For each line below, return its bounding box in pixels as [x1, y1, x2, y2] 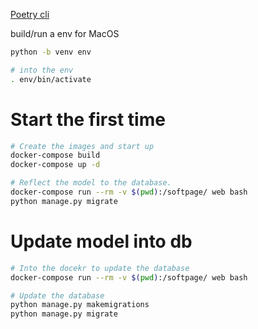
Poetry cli [10, 9, 50, 20]
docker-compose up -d [10, 160, 101, 170]
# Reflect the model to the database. [10, 178, 172, 188]
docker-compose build [10, 150, 101, 161]
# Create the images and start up [10, 141, 155, 151]
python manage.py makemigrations [10, 300, 150, 310]
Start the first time [10, 108, 166, 131]
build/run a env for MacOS [10, 28, 120, 39]
